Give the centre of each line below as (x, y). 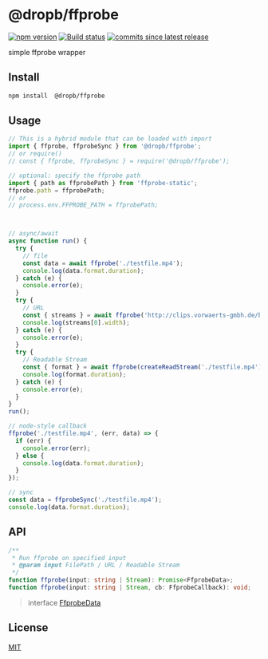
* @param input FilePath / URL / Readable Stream (96, 565)
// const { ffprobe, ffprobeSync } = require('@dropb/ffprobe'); (119, 161)
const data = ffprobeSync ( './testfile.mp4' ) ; (85, 500)
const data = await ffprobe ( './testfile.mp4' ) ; (103, 263)
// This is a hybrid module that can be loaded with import (110, 139)
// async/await (33, 234)
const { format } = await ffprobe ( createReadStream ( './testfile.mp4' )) (144, 367)
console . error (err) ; (57, 448)
